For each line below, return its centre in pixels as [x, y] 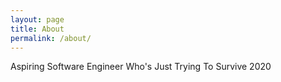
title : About [37, 29]
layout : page [37, 19]
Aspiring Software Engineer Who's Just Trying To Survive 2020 [141, 67]
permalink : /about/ [51, 38]
